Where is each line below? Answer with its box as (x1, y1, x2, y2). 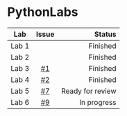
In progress (79, 97, 117, 107)
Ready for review (61, 86, 117, 96)
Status (94, 29, 117, 39)
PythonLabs (7, 4, 78, 20)
